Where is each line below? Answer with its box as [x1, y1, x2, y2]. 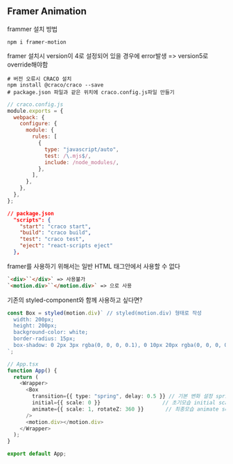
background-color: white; [13, 329, 89, 336]
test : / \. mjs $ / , [44, 152, 92, 159]
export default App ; [7, 450, 67, 458]
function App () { [7, 367, 58, 374]
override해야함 [7, 60, 49, 69]
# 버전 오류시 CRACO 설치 [7, 75, 72, 82]
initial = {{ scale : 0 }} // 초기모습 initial [32, 400, 216, 407]
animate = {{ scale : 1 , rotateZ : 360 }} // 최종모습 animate [32, 405, 219, 413]
